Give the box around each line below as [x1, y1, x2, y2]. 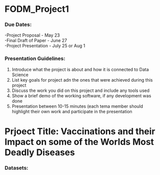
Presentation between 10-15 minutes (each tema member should [11, 103, 144, 109]
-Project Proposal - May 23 [4, 32, 60, 38]
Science [11, 72, 29, 78]
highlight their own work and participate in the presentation [11, 108, 133, 114]
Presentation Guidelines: [4, 55, 66, 62]
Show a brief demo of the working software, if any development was [11, 92, 152, 98]
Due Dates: [4, 21, 32, 28]
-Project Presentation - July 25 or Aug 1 [4, 43, 85, 49]
